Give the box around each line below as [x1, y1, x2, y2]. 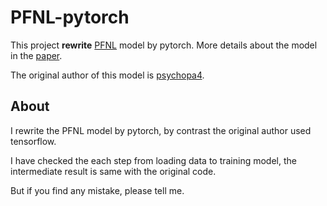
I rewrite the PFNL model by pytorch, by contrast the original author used [10, 124, 312, 136]
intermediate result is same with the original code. [10, 165, 217, 177]
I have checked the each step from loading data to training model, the [10, 154, 297, 166]
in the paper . [10, 49, 63, 61]
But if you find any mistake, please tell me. [10, 184, 185, 196]
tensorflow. [10, 135, 57, 147]
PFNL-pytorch [10, 6, 130, 29]
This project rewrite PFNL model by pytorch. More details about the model [10, 39, 318, 51]
